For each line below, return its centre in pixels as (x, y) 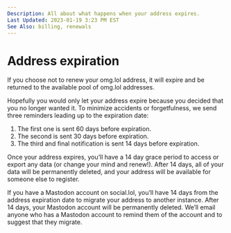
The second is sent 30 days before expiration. (83, 137)
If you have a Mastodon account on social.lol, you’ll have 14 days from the (113, 193)
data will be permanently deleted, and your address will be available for (109, 172)
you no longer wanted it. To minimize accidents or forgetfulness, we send (112, 108)
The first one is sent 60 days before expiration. (84, 129)
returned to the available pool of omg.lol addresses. (81, 87)
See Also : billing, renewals (49, 26)
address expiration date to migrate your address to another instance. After (113, 200)
